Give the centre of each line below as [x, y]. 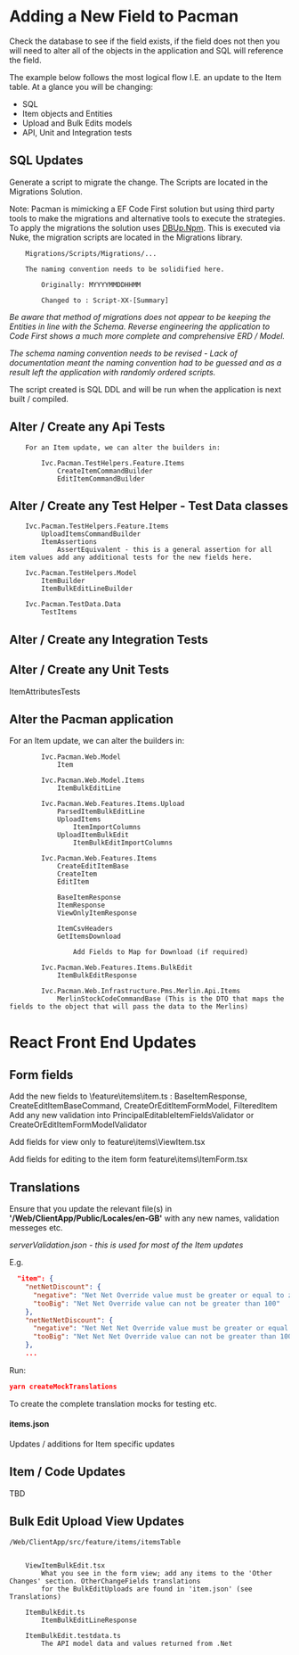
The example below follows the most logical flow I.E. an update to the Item [145, 77]
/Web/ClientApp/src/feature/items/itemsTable [95, 1542]
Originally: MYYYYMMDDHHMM [91, 284]
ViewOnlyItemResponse [97, 913]
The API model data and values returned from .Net [137, 1643]
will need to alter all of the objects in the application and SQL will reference [146, 50]
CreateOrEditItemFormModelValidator [78, 1124]
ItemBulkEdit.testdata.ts [73, 1635]
